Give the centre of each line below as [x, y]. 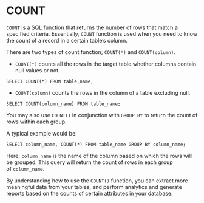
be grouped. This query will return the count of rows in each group [90, 162]
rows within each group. [36, 122]
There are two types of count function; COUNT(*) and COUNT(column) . [91, 52]
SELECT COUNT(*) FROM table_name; [50, 81]
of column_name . [25, 168]
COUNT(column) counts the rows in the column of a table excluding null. [103, 92]
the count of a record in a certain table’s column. [67, 40]
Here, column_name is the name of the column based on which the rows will [99, 156]
